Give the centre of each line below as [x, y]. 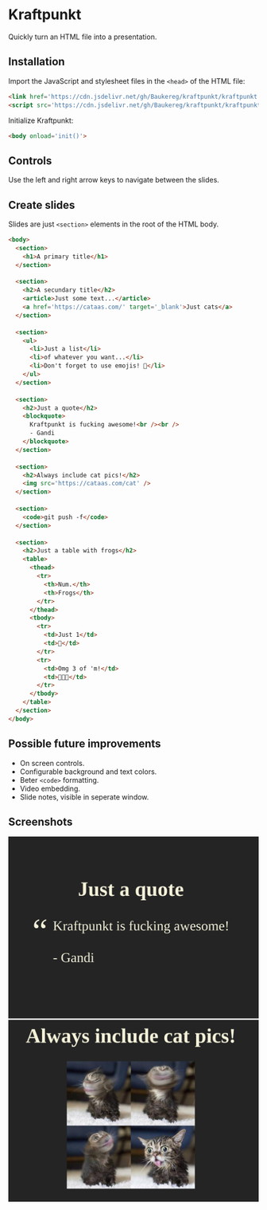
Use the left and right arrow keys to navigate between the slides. [114, 180]
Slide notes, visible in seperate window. [84, 797]
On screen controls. [52, 763]
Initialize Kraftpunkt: [41, 120]
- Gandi [42, 433]
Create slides [42, 205]
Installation [37, 62]
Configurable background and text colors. [88, 772]
